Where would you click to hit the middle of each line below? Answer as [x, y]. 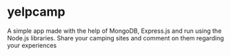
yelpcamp [36, 12]
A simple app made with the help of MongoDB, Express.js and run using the [114, 31]
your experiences [32, 45]
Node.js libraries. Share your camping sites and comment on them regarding [115, 38]
